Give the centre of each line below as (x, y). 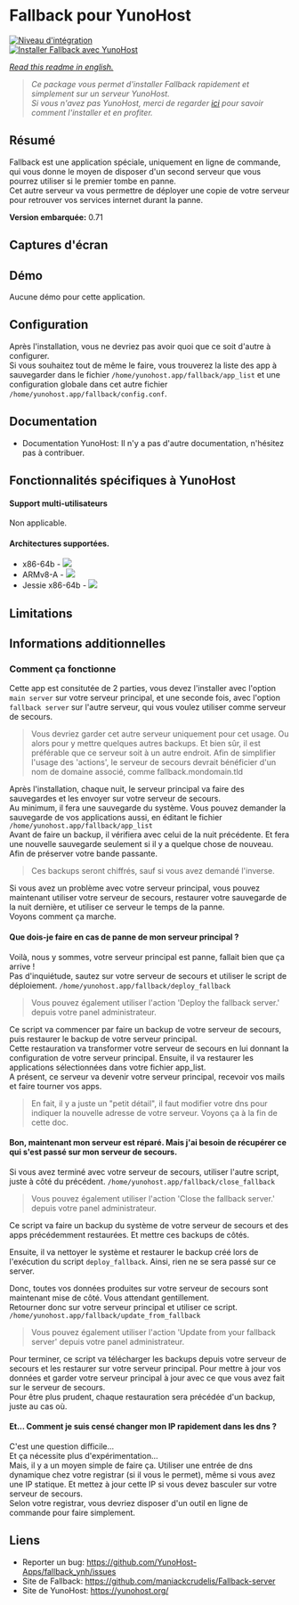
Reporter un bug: (53, 1562)
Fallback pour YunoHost (100, 16)
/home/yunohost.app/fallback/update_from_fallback (105, 1316)
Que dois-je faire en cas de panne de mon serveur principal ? (124, 937)
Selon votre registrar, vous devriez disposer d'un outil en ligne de (129, 1503)
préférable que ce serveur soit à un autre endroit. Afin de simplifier (153, 753)
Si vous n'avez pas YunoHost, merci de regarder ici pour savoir (147, 102)
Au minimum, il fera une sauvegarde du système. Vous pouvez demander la (148, 808)
